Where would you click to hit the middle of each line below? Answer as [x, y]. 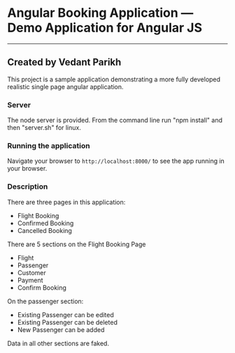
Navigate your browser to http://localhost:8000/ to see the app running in [116, 161]
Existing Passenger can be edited [65, 314]
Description [28, 187]
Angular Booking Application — [100, 13]
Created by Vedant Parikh [64, 62]
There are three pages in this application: [66, 202]
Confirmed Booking [45, 223]
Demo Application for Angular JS [105, 28]
